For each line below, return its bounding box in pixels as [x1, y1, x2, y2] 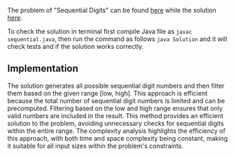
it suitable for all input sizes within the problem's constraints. [7, 141, 183, 150]
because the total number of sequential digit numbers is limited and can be [7, 96, 225, 105]
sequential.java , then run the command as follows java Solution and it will [7, 35, 228, 43]
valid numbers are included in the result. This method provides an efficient [7, 111, 224, 120]
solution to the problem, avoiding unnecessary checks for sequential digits [7, 119, 224, 127]
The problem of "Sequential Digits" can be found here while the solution [7, 6, 217, 14]
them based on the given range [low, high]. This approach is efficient [7, 88, 208, 98]
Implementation [7, 63, 79, 75]
